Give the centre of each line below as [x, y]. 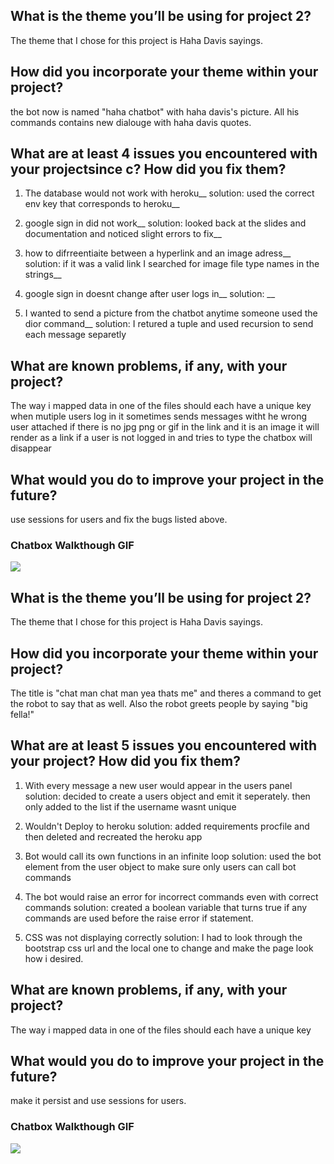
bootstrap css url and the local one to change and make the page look [169, 948]
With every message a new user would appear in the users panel [158, 785]
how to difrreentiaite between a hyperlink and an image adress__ [158, 253]
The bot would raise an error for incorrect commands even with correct [171, 896]
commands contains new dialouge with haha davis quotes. [131, 122]
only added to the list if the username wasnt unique [130, 806]
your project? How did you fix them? [125, 761]
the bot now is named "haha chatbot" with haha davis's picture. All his [155, 111]
